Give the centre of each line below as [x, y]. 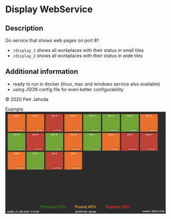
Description [24, 28]
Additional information [42, 72]
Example [15, 109]
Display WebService [49, 9]
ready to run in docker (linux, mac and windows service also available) [87, 84]
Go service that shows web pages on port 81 [52, 40]
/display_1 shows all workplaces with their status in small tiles [78, 50]
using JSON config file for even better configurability [68, 89]
